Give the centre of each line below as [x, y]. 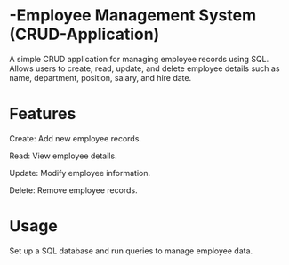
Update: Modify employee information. [80, 173]
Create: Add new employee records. [76, 138]
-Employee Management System [132, 16]
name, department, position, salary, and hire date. [100, 77]
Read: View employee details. [63, 156]
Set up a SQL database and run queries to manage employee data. [131, 251]
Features [43, 114]
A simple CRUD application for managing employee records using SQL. [139, 59]
